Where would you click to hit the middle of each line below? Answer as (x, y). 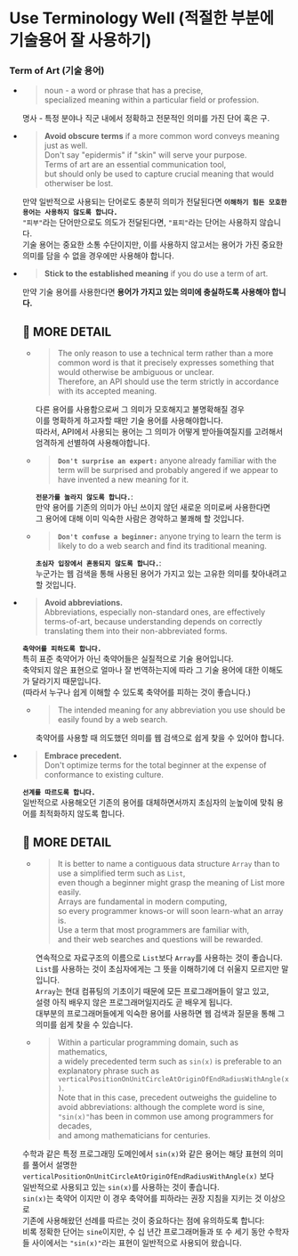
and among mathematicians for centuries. (134, 1136)
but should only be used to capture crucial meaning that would (159, 174)
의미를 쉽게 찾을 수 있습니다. (84, 1024)
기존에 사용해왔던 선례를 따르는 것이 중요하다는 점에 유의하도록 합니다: (143, 1220)
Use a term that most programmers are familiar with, (153, 930)
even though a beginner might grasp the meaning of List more (171, 883)
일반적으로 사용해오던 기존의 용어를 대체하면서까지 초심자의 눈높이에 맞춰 (148, 803)
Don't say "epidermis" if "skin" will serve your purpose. (145, 155)
